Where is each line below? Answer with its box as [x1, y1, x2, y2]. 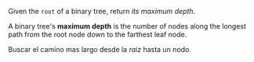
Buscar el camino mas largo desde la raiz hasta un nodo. [8, 45, 192, 53]
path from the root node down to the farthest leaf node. [8, 30, 187, 39]
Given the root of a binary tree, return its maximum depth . [8, 7, 196, 15]
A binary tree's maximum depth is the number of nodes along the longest [8, 22, 247, 30]
